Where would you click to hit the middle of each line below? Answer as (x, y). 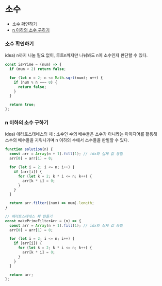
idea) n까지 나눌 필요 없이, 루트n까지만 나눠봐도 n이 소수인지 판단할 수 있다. (76, 55)
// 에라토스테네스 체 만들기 (29, 216)
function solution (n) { (29, 149)
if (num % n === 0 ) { (35, 82)
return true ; (23, 105)
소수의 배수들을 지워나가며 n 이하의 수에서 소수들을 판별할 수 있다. (67, 140)
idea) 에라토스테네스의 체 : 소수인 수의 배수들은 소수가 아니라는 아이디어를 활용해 (81, 134)
